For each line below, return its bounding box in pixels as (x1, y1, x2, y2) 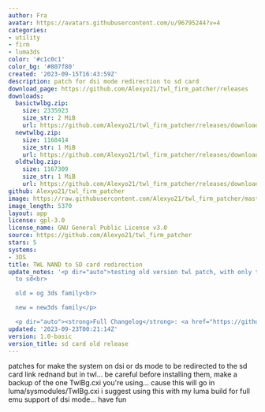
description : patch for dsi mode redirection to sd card (8, 77, 200, 85)
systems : (8, 246, 37, 254)
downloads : (8, 92, 44, 100)
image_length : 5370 (8, 202, 73, 210)
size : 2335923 (22, 107, 69, 115)
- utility (8, 33, 41, 42)
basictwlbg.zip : (15, 99, 69, 107)
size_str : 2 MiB (22, 114, 77, 122)
